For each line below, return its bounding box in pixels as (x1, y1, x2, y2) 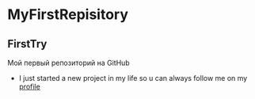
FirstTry (7, 37, 48, 51)
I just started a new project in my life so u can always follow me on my (18, 74, 248, 82)
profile (18, 82, 40, 91)
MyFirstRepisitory (7, 6, 128, 24)
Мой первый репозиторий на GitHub (7, 58, 130, 67)
